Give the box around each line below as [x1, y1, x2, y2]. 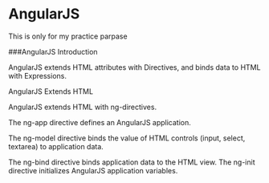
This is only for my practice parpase [8, 31, 128, 41]
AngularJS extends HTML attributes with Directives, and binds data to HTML [8, 62, 261, 72]
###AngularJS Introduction [8, 47, 98, 56]
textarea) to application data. [8, 141, 104, 151]
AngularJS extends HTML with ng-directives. [8, 102, 157, 112]
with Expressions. [8, 71, 67, 80]
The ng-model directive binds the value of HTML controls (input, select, [8, 133, 246, 143]
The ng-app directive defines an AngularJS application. [8, 117, 191, 127]
